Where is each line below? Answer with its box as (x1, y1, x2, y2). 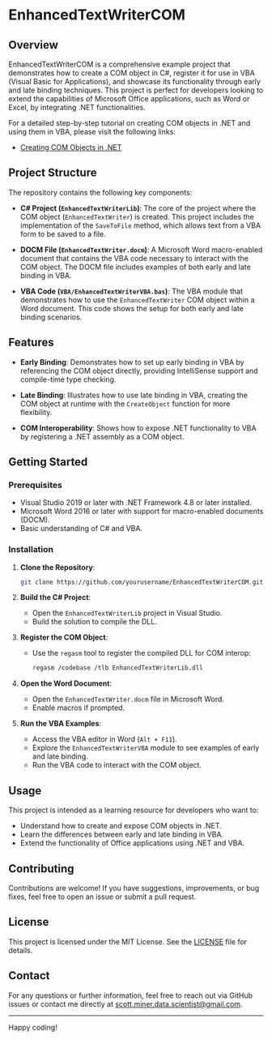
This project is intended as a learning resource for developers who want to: (8, 805, 259, 815)
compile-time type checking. (19, 374, 117, 384)
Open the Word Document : (19, 678, 112, 688)
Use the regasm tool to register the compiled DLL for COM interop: (32, 648, 251, 658)
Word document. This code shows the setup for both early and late (19, 303, 244, 313)
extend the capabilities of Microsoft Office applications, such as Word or (8, 94, 250, 103)
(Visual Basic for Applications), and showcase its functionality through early (8, 77, 261, 86)
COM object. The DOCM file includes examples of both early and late (19, 262, 251, 272)
